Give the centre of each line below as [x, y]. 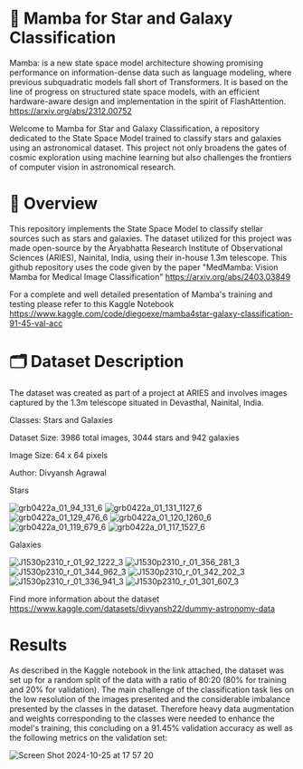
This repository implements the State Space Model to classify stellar [137, 228]
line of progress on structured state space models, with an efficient [134, 91]
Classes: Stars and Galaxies [61, 419]
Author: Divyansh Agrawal [58, 472]
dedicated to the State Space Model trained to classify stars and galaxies [146, 138]
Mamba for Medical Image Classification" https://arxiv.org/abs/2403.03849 [150, 276]
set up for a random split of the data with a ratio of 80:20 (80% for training [148, 679]
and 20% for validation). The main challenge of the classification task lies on [152, 689]
